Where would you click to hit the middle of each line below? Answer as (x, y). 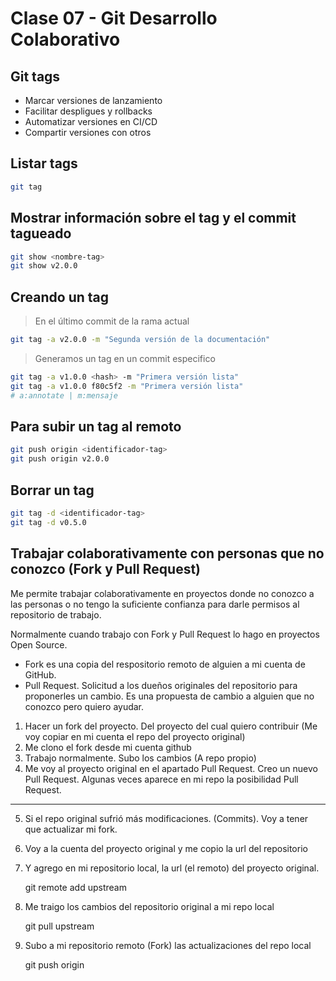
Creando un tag (60, 297)
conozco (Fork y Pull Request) (106, 569)
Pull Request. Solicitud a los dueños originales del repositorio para (161, 685)
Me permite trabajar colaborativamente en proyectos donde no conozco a (162, 593)
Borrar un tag (52, 490)
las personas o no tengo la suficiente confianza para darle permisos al (155, 604)
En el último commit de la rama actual (112, 321)
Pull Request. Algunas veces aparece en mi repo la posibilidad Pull (161, 779)
